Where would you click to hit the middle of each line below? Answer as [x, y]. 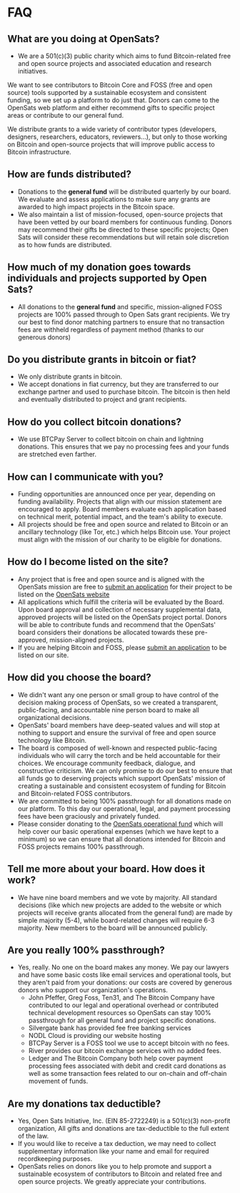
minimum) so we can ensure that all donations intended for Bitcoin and [122, 839]
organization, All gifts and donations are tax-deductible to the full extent [124, 1129]
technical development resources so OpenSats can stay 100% [120, 1013]
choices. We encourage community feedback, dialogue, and [106, 763]
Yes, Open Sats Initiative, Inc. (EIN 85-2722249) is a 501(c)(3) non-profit [124, 1121]
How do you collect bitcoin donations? [95, 422]
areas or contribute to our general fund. [66, 115]
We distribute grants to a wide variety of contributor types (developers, [112, 129]
